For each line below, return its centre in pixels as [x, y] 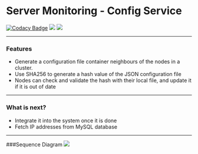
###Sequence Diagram [34, 144]
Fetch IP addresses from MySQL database [66, 127]
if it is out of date [35, 87]
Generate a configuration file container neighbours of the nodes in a [97, 62]
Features [19, 48]
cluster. [24, 68]
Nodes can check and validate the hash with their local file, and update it [103, 80]
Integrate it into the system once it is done [66, 120]
